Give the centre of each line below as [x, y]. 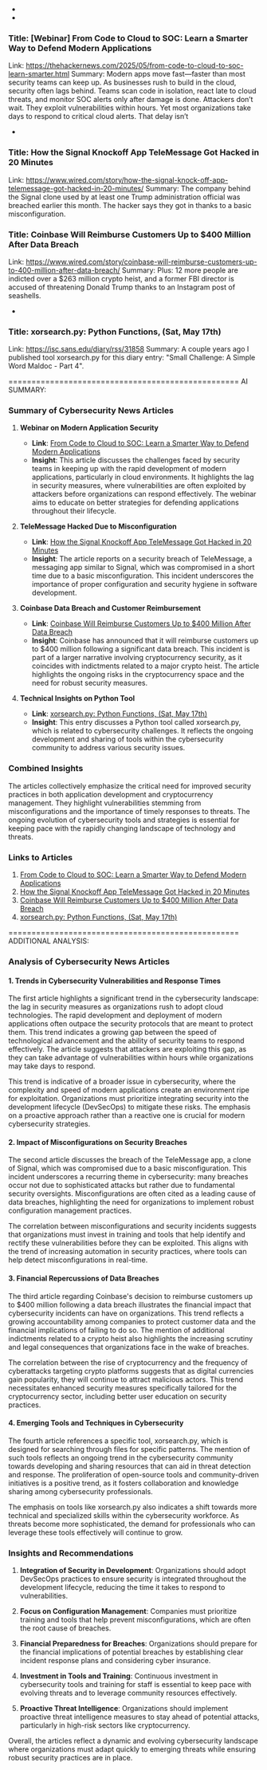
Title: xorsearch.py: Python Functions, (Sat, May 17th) [115, 332]
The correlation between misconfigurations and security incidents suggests [132, 1226]
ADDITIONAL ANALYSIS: [49, 941]
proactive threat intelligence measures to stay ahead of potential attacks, [139, 1717]
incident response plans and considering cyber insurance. [115, 1661]
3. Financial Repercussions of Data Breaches [84, 1278]
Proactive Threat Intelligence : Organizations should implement [124, 1709]
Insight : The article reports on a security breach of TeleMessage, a [142, 559]
